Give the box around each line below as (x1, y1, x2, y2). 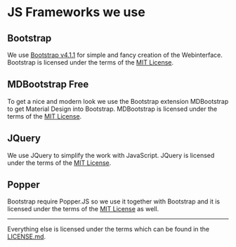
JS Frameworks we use (7, 4, 145, 20)
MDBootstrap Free (7, 79, 89, 91)
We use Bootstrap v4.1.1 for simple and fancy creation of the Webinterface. (7, 51, 223, 59)
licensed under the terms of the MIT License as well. (7, 205, 159, 213)
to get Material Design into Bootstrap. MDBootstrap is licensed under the (7, 105, 218, 113)
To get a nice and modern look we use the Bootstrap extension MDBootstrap (7, 97, 229, 105)
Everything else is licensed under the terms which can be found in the (7, 225, 210, 234)
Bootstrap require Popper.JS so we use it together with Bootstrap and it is (7, 197, 220, 206)
